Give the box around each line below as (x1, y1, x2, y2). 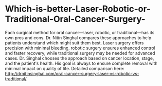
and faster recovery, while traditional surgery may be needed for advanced (5, 50, 156, 56)
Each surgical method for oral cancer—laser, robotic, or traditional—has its (5, 29, 155, 35)
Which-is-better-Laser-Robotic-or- (5, 3, 151, 14)
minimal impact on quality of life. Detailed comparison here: (5, 65, 125, 71)
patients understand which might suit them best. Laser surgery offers (5, 40, 144, 45)
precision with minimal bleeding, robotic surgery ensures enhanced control (5, 45, 156, 51)
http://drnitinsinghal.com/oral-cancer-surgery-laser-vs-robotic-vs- (5, 71, 140, 76)
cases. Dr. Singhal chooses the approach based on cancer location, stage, (5, 55, 154, 61)
